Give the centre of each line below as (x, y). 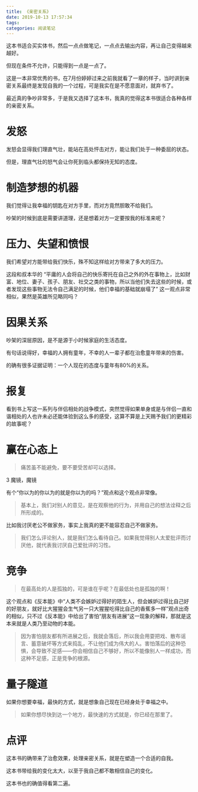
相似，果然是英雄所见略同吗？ (42, 297)
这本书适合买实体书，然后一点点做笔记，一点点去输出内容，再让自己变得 (94, 46)
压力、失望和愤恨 (48, 244)
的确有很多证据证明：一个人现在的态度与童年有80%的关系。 (79, 365)
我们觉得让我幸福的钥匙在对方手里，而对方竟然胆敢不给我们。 (81, 205)
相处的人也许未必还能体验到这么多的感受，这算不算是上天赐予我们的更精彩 (101, 416)
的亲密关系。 (22, 106)
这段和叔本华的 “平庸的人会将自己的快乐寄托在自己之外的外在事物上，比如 (96, 274)
